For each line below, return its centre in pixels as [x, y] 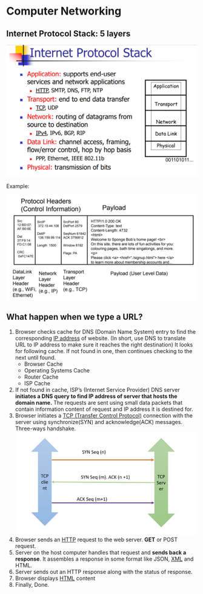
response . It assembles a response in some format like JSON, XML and [104, 559]
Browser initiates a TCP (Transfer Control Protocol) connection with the [104, 415]
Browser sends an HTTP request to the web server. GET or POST [96, 540]
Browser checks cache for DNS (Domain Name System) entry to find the [105, 331]
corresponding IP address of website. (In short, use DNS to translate [100, 338]
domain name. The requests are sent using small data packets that [99, 402]
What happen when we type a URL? [75, 317]
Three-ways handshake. [45, 428]
